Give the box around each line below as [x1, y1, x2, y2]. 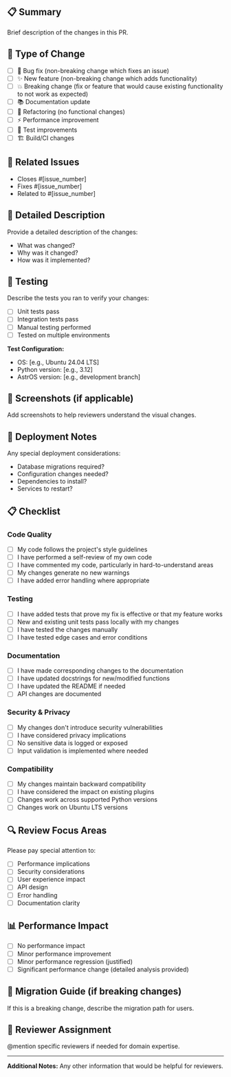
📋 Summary [7, 6, 62, 18]
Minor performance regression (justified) [16, 957, 133, 965]
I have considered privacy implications [16, 731, 126, 739]
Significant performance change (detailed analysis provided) [16, 965, 189, 974]
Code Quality [7, 529, 52, 539]
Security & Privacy [7, 707, 71, 717]
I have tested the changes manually [16, 625, 118, 633]
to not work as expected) [16, 90, 89, 98]
